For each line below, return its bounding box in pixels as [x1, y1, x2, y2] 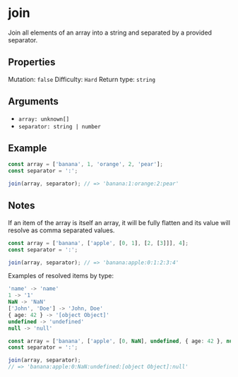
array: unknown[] [18, 115, 70, 123]
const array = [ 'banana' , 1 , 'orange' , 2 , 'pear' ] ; [8, 161, 163, 168]
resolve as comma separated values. [8, 226, 115, 234]
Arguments [8, 95, 59, 107]
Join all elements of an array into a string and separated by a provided [8, 28, 213, 37]
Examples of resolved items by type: [8, 272, 114, 280]
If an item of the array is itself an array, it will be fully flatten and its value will [8, 218, 230, 227]
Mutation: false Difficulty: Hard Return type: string [8, 75, 156, 83]
